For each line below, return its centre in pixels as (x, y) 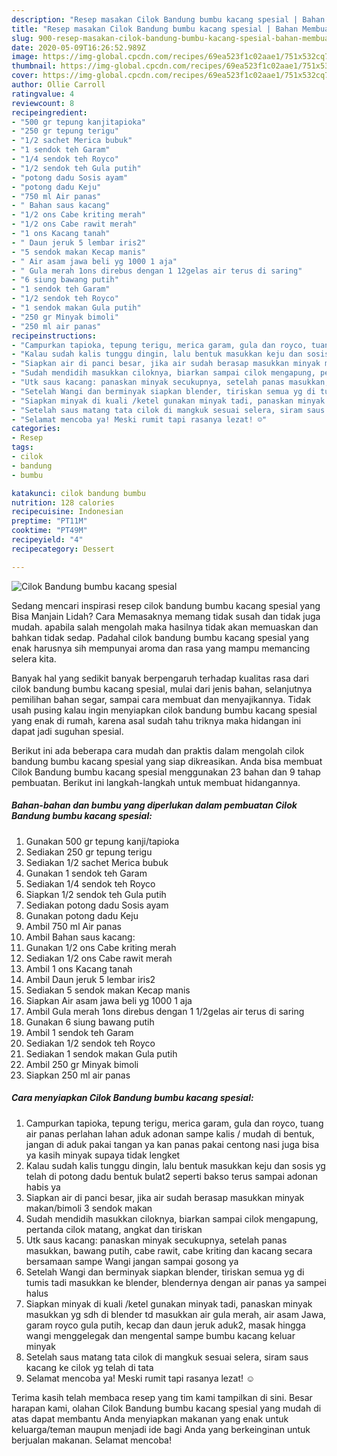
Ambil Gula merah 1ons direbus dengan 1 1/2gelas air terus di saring (165, 1011)
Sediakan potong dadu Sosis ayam (97, 905)
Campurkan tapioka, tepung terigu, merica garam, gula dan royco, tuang (174, 1123)
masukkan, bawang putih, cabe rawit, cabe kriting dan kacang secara (169, 1250)
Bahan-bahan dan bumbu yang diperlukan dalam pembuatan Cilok (154, 805)
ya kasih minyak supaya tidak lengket (103, 1155)
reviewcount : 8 (43, 103)
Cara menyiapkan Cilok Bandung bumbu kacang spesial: (132, 1098)
